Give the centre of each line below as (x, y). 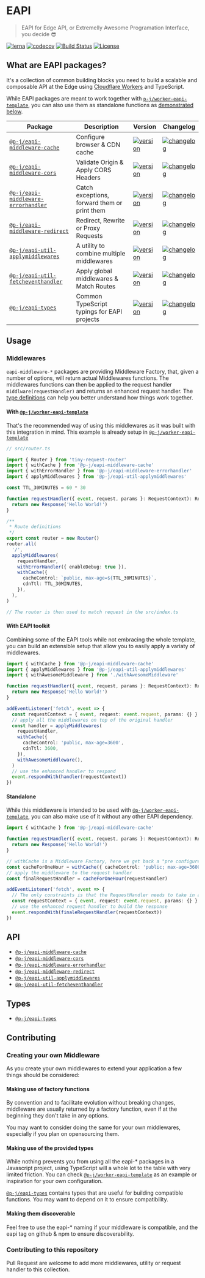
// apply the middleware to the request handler (69, 873)
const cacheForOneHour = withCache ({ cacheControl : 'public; (86, 867)
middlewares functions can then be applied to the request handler (89, 385)
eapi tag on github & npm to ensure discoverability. (70, 1234)
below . (15, 112)
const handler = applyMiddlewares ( (57, 726)
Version (145, 126)
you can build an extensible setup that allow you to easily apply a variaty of (101, 646)
